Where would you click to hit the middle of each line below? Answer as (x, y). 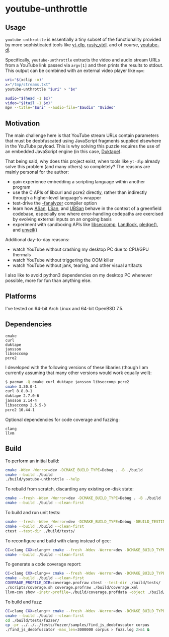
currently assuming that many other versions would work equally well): (78, 373)
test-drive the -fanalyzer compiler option (55, 203)
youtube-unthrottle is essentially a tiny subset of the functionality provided (83, 39)
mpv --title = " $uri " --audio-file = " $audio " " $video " (60, 108)
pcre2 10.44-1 (20, 410)
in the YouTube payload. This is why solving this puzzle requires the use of (82, 146)
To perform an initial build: (32, 461)
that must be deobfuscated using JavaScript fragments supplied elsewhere (83, 141)
